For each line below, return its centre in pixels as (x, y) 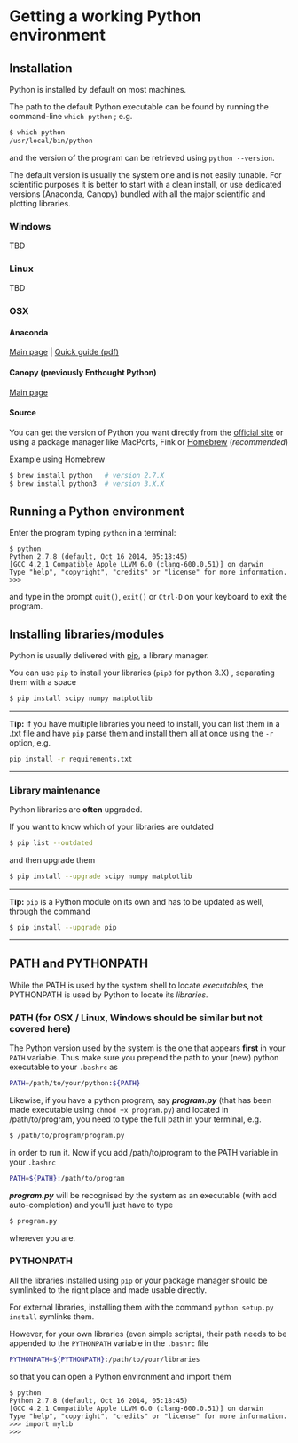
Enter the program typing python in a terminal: (93, 533)
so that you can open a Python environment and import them (120, 1376)
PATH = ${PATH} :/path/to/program (67, 1178)
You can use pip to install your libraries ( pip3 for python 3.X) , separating (142, 673)
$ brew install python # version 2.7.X (87, 475)
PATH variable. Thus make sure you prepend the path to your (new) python (144, 1058)
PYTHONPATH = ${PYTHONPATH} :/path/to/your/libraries (105, 1359)
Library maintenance (55, 790)
